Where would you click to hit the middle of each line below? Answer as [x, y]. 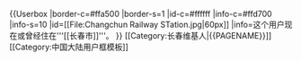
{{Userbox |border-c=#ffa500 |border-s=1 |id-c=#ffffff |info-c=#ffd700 [141, 14]
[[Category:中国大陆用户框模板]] [69, 47]
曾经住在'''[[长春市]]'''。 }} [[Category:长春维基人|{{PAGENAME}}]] [148, 35]
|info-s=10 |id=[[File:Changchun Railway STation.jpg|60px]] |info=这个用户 [147, 24]
